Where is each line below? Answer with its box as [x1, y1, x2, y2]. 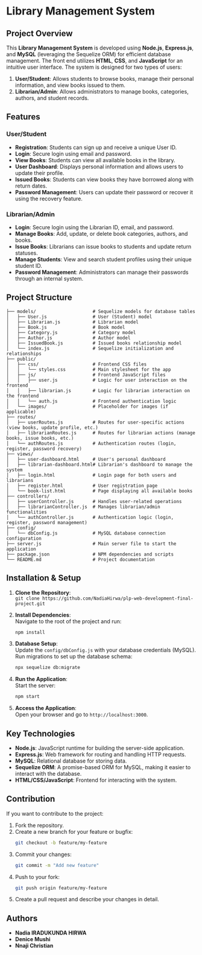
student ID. [14, 262, 42, 269]
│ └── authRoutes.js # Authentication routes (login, [6, 440, 177, 446]
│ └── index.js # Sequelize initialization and [6, 345, 174, 351]
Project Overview [6, 28, 73, 39]
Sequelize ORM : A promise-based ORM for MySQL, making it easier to [14, 764, 191, 771]
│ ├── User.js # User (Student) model [6, 314, 153, 320]
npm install [14, 629, 45, 635]
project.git [14, 600, 45, 607]
